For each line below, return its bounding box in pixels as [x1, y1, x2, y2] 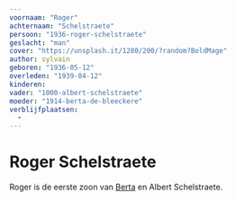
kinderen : [9, 80, 47, 89]
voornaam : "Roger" [9, 13, 78, 22]
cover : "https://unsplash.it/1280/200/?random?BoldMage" [9, 47, 228, 56]
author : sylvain [9, 55, 70, 64]
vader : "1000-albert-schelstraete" [9, 88, 143, 97]
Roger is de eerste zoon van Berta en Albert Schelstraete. [9, 181, 223, 193]
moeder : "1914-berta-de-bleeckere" [9, 96, 143, 106]
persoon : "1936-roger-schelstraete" [9, 30, 147, 39]
